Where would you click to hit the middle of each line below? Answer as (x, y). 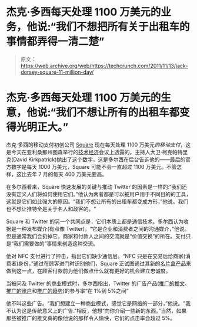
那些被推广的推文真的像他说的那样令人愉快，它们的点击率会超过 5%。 (91, 318)
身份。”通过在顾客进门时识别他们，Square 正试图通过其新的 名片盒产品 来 (105, 263)
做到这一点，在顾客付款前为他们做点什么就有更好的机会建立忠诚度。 (89, 271)
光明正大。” (43, 127)
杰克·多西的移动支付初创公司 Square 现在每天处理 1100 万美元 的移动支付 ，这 (98, 145)
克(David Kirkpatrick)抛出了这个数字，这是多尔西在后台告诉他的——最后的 (96, 159)
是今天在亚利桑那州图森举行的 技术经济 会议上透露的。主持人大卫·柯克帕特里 (97, 152)
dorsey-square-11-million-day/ (57, 72)
